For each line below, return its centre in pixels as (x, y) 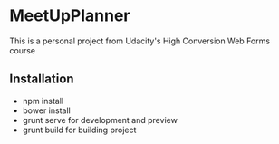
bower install (46, 110)
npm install (43, 101)
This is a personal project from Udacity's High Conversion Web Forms (139, 41)
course (23, 50)
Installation (42, 79)
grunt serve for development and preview (100, 120)
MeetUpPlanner (70, 16)
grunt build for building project (79, 130)
